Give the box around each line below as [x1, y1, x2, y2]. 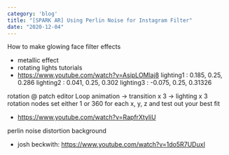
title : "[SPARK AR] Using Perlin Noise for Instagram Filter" [7, 17, 193, 24]
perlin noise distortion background [7, 127, 107, 135]
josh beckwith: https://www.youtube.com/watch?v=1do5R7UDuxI [17, 140, 205, 149]
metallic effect [17, 56, 60, 65]
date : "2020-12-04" [7, 23, 64, 30]
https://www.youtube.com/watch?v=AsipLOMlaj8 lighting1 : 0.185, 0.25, [17, 71, 223, 79]
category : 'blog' [7, 10, 58, 18]
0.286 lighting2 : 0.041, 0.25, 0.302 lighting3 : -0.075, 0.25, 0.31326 [17, 79, 212, 87]
